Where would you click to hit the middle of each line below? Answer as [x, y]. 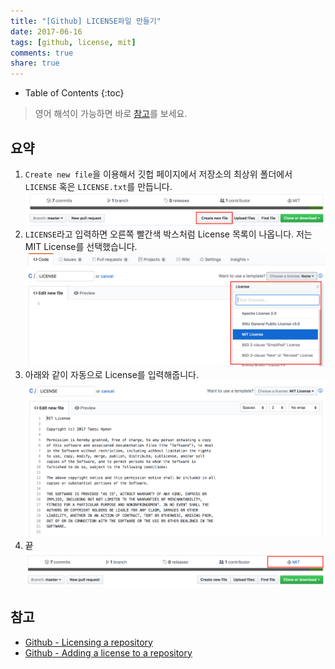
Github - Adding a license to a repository [108, 652]
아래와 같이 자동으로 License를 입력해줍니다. [111, 374]
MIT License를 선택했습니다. [81, 246]
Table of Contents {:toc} [74, 93]
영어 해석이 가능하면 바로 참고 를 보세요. [111, 114]
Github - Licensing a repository [88, 642]
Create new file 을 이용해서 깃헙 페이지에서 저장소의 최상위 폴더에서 [158, 174]
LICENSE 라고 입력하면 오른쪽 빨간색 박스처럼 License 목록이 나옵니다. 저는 [168, 234]
